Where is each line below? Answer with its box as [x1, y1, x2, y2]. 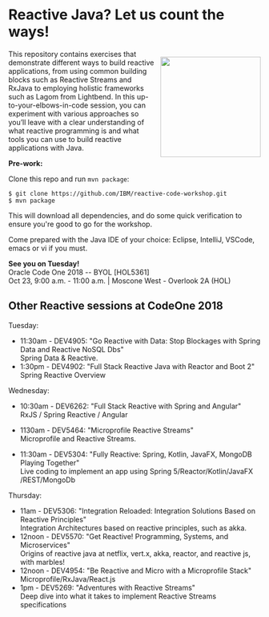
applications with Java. [8, 143, 84, 152]
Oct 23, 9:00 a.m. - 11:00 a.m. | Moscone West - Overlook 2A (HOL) [8, 275, 231, 286]
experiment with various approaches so [8, 108, 139, 118]
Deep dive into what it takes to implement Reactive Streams [19, 591, 217, 601]
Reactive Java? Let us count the [8, 6, 225, 24]
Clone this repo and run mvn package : [8, 174, 130, 184]
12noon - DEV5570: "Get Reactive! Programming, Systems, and [19, 531, 229, 541]
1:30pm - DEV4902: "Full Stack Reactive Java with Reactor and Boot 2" [19, 361, 255, 371]
